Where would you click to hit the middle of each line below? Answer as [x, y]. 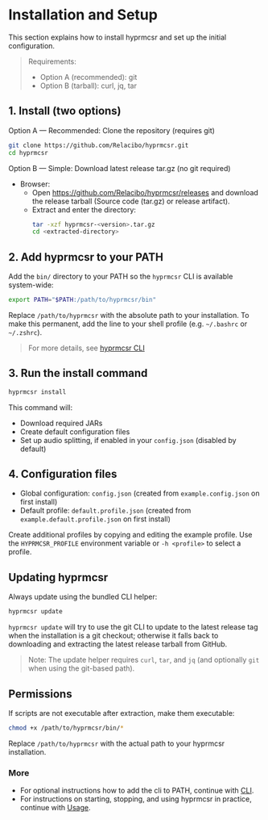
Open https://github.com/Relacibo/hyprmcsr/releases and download [145, 192]
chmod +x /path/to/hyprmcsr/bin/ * [66, 728]
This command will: [41, 407]
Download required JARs [61, 423]
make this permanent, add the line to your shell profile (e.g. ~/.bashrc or [128, 324]
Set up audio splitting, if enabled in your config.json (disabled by [128, 440]
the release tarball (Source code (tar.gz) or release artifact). [131, 201]
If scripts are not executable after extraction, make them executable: [122, 713]
